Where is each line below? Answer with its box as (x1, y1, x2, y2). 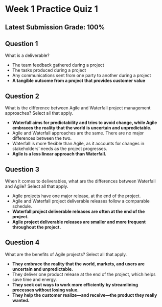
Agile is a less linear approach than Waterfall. (12, 151, 107, 157)
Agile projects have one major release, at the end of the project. (12, 193, 141, 199)
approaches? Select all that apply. (5, 110, 73, 116)
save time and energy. (12, 276, 57, 282)
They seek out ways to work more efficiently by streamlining (12, 281, 139, 287)
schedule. (12, 204, 33, 209)
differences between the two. (12, 135, 72, 141)
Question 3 (5, 165, 40, 174)
